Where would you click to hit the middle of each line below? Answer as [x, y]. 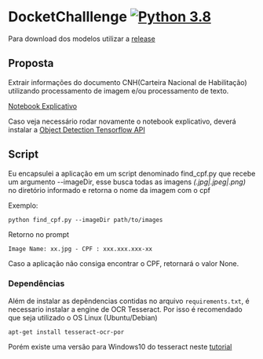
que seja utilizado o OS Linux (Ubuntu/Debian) [83, 317]
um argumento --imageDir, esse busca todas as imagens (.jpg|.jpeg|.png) [127, 182]
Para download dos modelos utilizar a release [82, 39]
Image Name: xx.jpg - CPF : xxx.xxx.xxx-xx [80, 249]
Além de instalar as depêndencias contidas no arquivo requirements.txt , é [129, 301]
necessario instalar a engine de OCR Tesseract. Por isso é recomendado [126, 309]
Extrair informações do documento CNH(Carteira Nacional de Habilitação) [128, 82]
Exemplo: [23, 205]
